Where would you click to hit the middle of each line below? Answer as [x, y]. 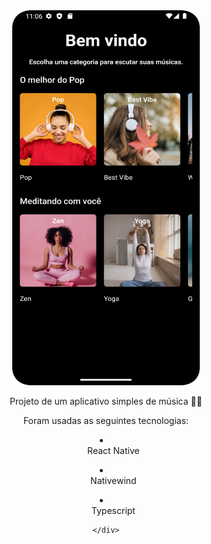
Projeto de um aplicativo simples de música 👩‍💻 [106, 401]
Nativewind [113, 480]
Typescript [113, 510]
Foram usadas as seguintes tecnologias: [106, 420]
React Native [113, 450]
